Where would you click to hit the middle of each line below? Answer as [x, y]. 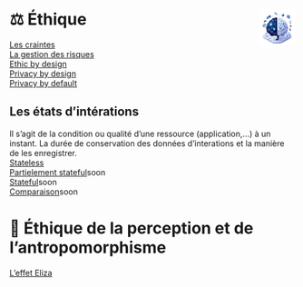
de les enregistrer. [43, 153]
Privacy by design [43, 74]
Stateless [27, 163]
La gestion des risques [52, 54]
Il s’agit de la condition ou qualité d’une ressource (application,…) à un [140, 134]
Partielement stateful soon [58, 172]
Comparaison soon [44, 192]
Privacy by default [44, 83]
